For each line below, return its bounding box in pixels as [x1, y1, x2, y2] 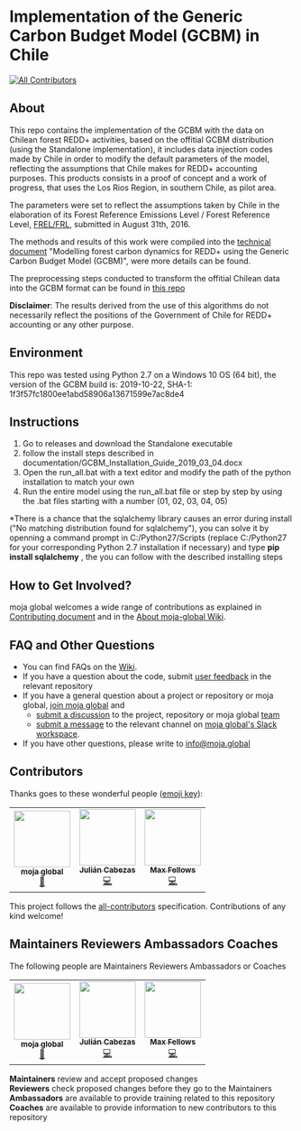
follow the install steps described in [22, 448, 155, 459]
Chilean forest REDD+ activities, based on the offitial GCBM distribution [9, 133, 274, 145]
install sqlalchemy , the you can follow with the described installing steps [9, 552, 284, 563]
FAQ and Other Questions [9, 638, 155, 653]
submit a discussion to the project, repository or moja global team [35, 710, 280, 720]
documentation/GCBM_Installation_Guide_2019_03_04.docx [22, 457, 243, 468]
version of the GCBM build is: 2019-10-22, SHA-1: [9, 379, 193, 390]
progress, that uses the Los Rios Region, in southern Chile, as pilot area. [9, 182, 277, 193]
